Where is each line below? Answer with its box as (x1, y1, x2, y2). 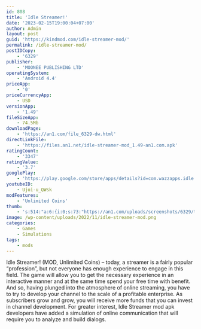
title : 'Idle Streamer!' (6, 14, 68, 20)
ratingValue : (6, 159, 39, 165)
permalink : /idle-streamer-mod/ (6, 42, 87, 48)
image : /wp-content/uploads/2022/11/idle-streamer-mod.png (6, 215, 157, 221)
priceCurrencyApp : (6, 92, 52, 98)
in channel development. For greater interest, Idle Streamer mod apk (6, 303, 175, 310)
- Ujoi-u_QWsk (17, 187, 52, 193)
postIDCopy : (6, 48, 36, 54)
